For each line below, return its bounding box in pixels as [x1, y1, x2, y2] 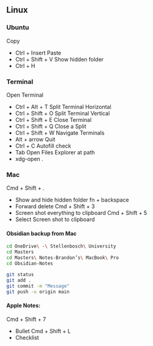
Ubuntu [6, 23, 29, 32]
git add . [6, 277, 32, 284]
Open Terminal [6, 91, 44, 99]
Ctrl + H [15, 62, 35, 69]
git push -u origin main [6, 288, 70, 295]
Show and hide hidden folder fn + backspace [15, 196, 130, 204]
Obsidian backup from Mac [6, 230, 77, 237]
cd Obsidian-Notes [6, 260, 53, 267]
